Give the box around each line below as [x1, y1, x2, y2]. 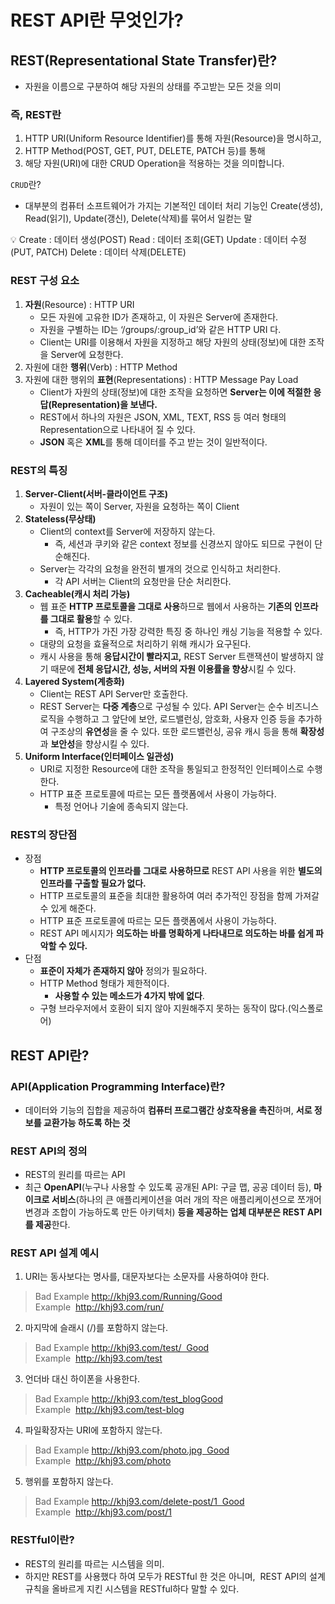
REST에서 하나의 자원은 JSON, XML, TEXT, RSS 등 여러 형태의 [39, 411, 287, 423]
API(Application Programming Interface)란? [10, 1079, 226, 1093]
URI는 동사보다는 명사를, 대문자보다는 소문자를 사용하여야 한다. [24, 1271, 270, 1283]
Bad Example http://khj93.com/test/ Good [34, 1342, 210, 1354]
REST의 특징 [10, 463, 68, 477]
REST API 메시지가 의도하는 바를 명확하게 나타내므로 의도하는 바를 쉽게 [39, 927, 314, 940]
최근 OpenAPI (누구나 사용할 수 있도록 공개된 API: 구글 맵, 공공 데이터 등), [24, 1181, 312, 1193]
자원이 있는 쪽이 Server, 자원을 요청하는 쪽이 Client [39, 500, 240, 512]
